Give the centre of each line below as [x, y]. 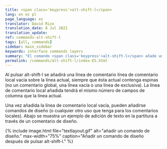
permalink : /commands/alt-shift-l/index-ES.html [56, 61]
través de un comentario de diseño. [42, 121]
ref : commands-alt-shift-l [33, 38]
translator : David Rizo [30, 24]
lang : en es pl [21, 14]
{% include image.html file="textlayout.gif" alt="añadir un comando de [78, 131]
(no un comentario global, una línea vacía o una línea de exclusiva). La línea [83, 85]
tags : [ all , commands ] [29, 42]
